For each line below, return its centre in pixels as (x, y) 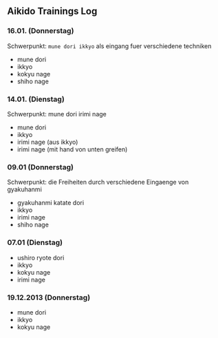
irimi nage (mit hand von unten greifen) (72, 149)
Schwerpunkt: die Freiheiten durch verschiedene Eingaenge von (98, 182)
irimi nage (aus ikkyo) (47, 142)
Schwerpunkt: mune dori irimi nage (57, 114)
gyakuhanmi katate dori (51, 203)
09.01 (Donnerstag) (41, 167)
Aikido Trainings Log (52, 11)
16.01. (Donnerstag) (41, 31)
